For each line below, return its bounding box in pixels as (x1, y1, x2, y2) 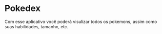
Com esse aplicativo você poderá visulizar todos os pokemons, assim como (4, 19, 157, 24)
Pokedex (4, 3, 41, 14)
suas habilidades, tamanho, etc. (4, 23, 69, 29)
